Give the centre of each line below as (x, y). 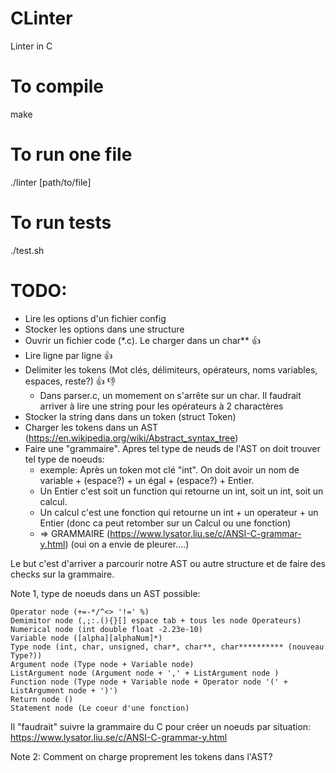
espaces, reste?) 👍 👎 (70, 381)
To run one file (71, 154)
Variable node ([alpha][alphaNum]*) (86, 638)
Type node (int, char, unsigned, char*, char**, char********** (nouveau (167, 647)
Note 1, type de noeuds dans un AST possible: (105, 593)
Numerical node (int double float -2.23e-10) (106, 629)
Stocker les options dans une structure (104, 329)
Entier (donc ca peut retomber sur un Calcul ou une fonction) (165, 523)
